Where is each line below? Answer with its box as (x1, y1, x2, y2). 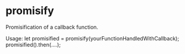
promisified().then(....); (5, 41, 61, 48)
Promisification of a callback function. (5, 23, 99, 31)
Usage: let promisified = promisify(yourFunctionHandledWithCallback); (5, 35, 180, 42)
